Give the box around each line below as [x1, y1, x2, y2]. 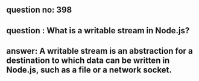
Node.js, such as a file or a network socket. [6, 65, 172, 75]
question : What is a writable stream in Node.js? [6, 25, 190, 36]
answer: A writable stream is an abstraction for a [6, 46, 193, 56]
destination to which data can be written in [6, 56, 170, 66]
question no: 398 [6, 5, 72, 15]
